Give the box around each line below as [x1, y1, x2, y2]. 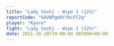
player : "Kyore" [6, 20, 47, 26]
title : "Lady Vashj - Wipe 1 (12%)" [6, 8, 97, 15]
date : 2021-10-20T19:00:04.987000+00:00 [6, 31, 109, 37]
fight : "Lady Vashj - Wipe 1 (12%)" [6, 25, 97, 32]
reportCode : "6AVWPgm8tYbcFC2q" [6, 14, 87, 20]
